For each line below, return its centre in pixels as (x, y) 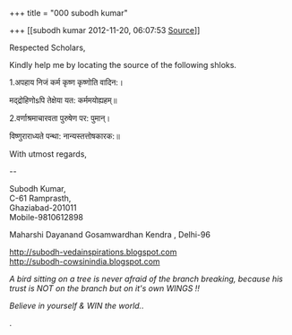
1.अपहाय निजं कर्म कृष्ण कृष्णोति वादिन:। (66, 82)
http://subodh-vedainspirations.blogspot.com (93, 252)
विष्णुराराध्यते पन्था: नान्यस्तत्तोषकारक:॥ (65, 136)
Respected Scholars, (47, 47)
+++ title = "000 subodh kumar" (69, 13)
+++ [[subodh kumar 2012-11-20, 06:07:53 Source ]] (105, 30)
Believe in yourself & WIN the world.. (77, 305)
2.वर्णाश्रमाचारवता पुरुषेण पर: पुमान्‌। (60, 118)
